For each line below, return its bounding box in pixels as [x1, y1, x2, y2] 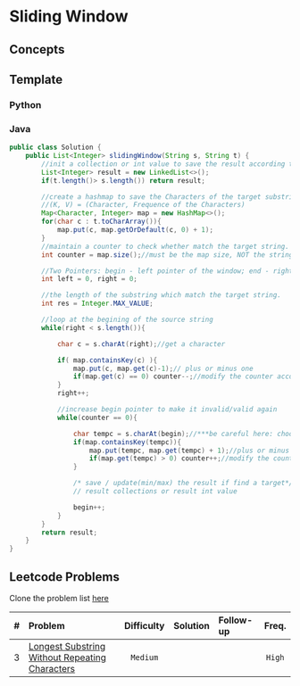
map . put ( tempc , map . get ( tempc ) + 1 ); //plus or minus [88, 446, 290, 455]
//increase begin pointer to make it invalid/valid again [56, 405, 278, 414]
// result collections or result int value [72, 487, 238, 496]
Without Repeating [28, 651, 107, 664]
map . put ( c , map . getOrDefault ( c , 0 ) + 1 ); [56, 226, 214, 235]
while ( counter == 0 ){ [56, 413, 138, 422]
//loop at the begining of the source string [41, 315, 214, 325]
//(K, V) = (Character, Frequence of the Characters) [41, 201, 246, 210]
